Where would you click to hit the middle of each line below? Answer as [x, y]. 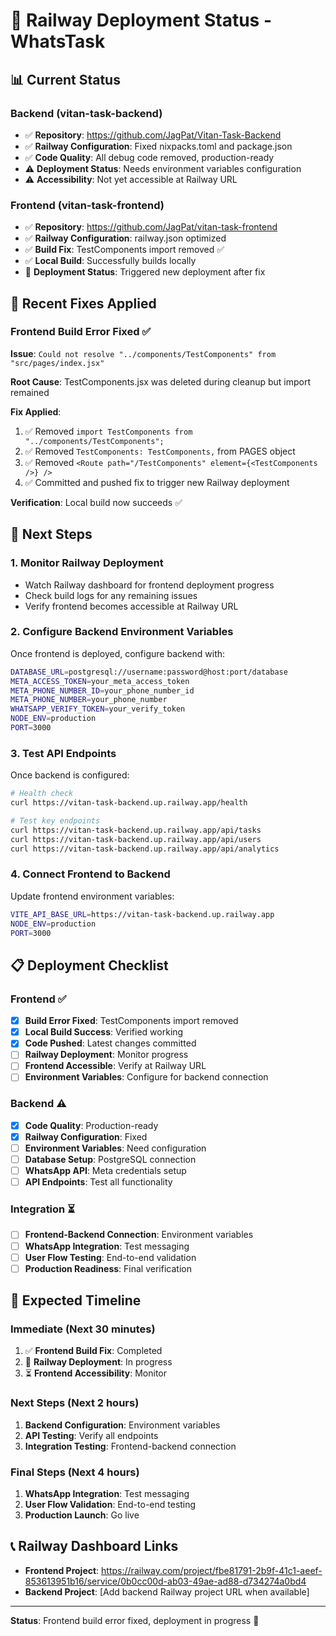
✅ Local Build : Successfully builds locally [110, 261]
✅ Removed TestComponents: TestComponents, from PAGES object [160, 451]
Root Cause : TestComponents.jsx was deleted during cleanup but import [161, 381]
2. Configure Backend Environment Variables [122, 632]
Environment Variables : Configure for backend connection [146, 1077]
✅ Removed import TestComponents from [108, 431]
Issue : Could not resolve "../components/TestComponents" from [143, 353]
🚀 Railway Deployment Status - [141, 20]
